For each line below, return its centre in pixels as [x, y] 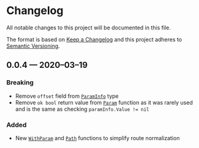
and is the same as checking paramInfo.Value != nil [82, 109]
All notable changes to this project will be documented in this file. [89, 28]
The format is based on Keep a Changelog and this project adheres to [94, 39]
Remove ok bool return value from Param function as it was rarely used [104, 102]
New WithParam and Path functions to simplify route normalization [97, 138]
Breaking [20, 83]
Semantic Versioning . [33, 46]
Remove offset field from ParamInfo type [67, 96]
